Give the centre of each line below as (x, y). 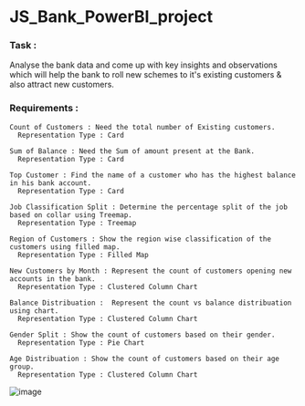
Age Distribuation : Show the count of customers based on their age (145, 359)
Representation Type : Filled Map (83, 255)
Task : (23, 46)
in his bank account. (51, 183)
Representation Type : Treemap (77, 223)
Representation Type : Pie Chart (81, 343)
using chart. (34, 311)
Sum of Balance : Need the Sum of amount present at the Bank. (132, 151)
